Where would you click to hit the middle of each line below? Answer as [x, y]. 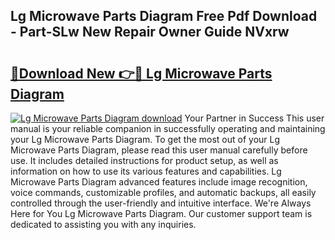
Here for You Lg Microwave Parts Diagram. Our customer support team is [161, 213]
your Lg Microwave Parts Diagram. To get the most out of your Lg [145, 139]
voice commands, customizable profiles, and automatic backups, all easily [163, 192]
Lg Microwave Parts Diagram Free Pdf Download [164, 16]
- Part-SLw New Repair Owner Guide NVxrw [150, 32]
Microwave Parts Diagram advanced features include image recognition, [159, 182]
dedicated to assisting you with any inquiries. [103, 224]
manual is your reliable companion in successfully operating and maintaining [168, 128]
